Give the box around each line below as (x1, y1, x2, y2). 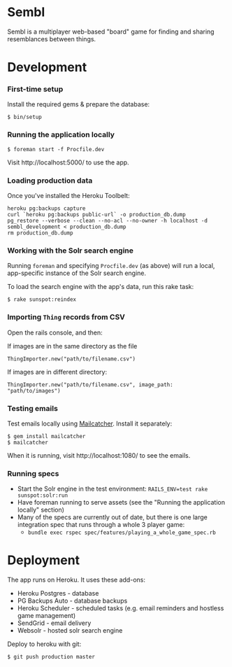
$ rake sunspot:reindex (7, 296, 77, 303)
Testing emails (7, 403, 58, 413)
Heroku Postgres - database (17, 589, 99, 598)
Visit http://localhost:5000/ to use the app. (7, 158, 129, 167)
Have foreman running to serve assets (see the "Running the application (17, 498, 226, 507)
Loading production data (7, 176, 93, 185)
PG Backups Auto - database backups (17, 596, 128, 605)
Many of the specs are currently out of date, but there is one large (17, 513, 208, 521)
